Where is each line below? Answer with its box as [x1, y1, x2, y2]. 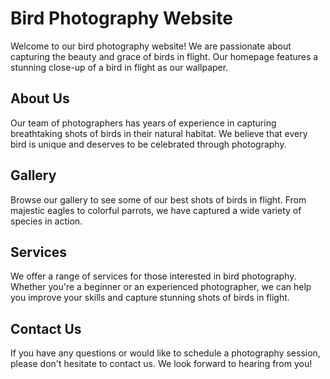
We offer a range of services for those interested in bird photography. [10, 270, 297, 282]
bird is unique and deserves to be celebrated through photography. [10, 138, 287, 150]
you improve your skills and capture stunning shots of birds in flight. [10, 292, 290, 304]
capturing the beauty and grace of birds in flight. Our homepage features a [10, 50, 319, 62]
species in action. [10, 215, 83, 227]
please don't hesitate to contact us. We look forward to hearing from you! [10, 358, 313, 370]
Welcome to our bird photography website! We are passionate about [10, 40, 292, 52]
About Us [10, 90, 70, 107]
